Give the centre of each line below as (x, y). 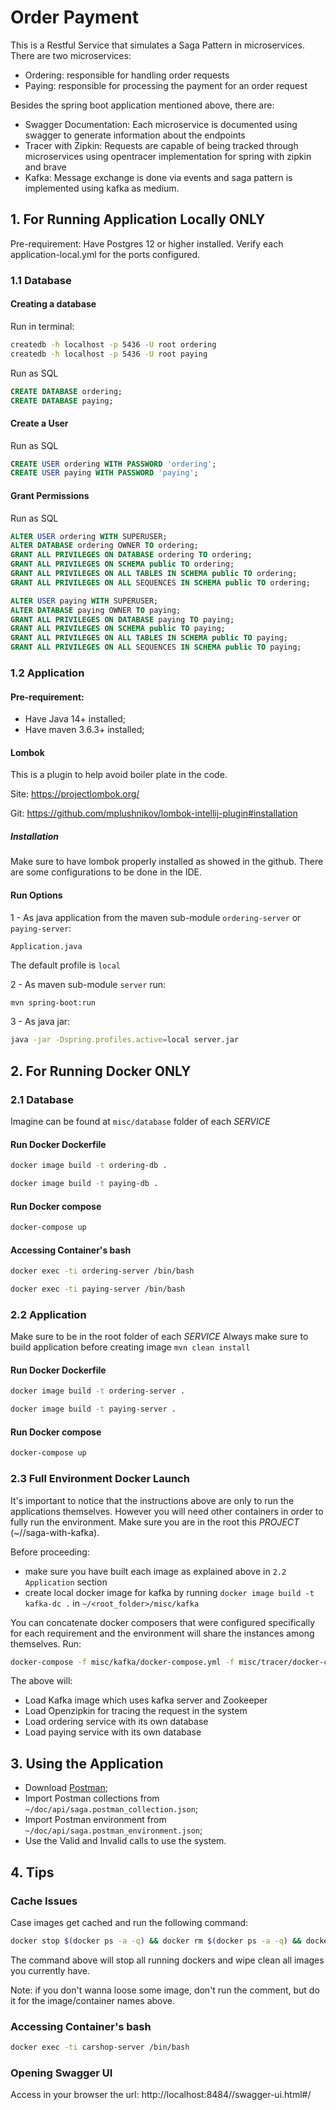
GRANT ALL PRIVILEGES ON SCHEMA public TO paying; (118, 629)
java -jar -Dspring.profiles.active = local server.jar (125, 1040)
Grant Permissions (50, 495)
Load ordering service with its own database (116, 1722)
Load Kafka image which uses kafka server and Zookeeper (146, 1700)
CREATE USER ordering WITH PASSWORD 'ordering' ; (113, 464)
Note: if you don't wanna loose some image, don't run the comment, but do (165, 1990)
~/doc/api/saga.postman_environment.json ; (113, 1830)
